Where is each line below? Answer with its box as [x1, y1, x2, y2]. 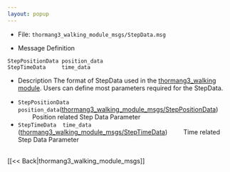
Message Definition [17, 43, 75, 52]
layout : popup [7, 10, 50, 18]
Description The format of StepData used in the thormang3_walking [17, 76, 216, 85]
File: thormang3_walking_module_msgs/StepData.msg [17, 30, 166, 38]
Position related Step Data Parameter [31, 112, 141, 121]
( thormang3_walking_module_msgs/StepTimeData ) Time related [17, 127, 221, 136]
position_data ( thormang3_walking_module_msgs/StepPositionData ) [17, 104, 219, 114]
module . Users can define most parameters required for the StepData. [17, 83, 224, 92]
